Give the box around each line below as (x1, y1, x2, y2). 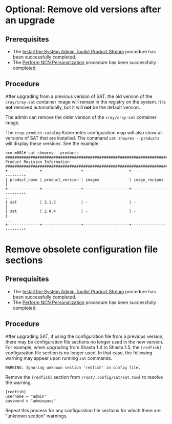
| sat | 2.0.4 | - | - (5, 209, 137, 214)
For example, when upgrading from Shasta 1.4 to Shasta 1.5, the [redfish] (5, 344, 162, 350)
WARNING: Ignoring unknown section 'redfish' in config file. (5, 365, 141, 370)
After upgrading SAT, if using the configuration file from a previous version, (5, 333, 164, 339)
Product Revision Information (5, 159, 70, 165)
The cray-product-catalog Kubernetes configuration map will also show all (5, 129, 163, 135)
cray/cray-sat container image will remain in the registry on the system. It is (5, 98, 166, 105)
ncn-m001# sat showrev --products (5, 150, 79, 155)
